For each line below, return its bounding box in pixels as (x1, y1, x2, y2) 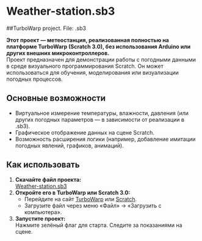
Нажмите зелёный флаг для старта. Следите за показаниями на (15, 221, 182, 229)
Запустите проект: (15, 215, 66, 222)
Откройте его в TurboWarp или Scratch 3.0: (15, 188, 131, 196)
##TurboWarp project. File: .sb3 (6, 24, 87, 32)
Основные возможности (6, 93, 106, 103)
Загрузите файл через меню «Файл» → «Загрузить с (24, 202, 162, 209)
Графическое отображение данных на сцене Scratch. (15, 128, 154, 136)
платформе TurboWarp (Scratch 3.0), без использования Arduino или (6, 43, 191, 50)
